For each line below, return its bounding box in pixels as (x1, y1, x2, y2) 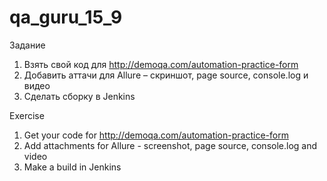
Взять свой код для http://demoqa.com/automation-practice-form (23, 58, 299, 70)
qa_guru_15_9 (9, 6, 123, 29)
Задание (9, 39, 46, 51)
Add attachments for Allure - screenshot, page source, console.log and (23, 139, 318, 151)
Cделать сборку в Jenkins (23, 90, 136, 102)
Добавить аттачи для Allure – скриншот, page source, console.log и (23, 69, 309, 81)
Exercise (9, 109, 45, 121)
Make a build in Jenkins (23, 161, 122, 173)
